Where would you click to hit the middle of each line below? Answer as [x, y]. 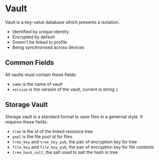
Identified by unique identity [40, 31]
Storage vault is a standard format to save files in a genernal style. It [74, 116]
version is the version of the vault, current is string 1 [65, 89]
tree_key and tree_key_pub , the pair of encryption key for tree [75, 142]
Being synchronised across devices [48, 47]
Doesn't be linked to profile [40, 42]
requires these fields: [26, 122]
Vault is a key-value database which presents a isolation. [62, 22]
